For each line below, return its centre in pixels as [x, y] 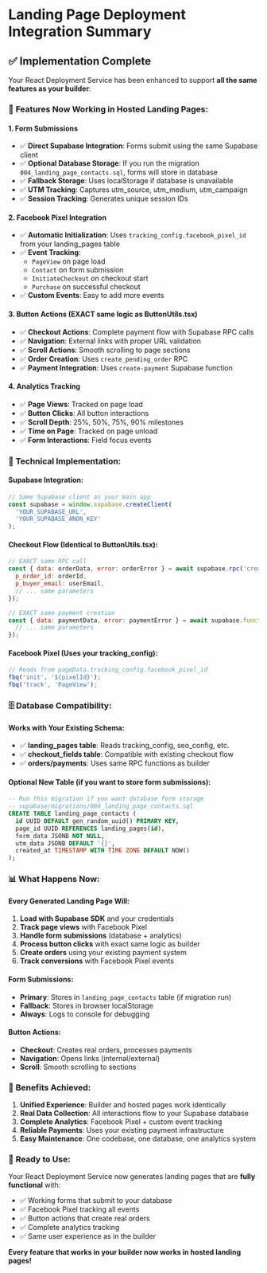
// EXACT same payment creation [62, 613]
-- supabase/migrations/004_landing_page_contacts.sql [101, 806]
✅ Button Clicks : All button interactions [84, 413]
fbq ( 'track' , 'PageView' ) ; [53, 685]
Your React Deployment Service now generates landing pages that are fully [132, 1177]
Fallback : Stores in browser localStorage [86, 1005]
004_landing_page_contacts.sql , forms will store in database [119, 172]
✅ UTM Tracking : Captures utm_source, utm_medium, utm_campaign [133, 190]
